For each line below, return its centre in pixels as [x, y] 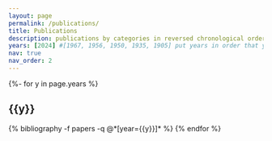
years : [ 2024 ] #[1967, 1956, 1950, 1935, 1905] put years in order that [134, 46]
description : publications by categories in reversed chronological [126, 38]
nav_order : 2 [30, 61]
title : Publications [43, 31]
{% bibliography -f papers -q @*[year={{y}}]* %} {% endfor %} [115, 128]
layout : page [30, 16]
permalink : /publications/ [54, 23]
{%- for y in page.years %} [53, 83]
